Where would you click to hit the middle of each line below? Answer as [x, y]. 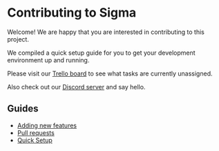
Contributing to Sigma [72, 13]
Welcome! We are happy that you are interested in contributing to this [106, 32]
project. [18, 39]
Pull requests [36, 132]
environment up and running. [48, 60]
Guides [23, 109]
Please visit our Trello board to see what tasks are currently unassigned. [110, 73]
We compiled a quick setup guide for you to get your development [101, 53]
